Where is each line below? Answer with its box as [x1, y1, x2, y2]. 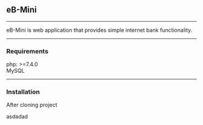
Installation [6, 88, 40, 96]
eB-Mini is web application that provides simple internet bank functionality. [6, 26, 193, 34]
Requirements [6, 47, 49, 55]
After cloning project [6, 102, 57, 109]
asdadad [6, 113, 28, 120]
